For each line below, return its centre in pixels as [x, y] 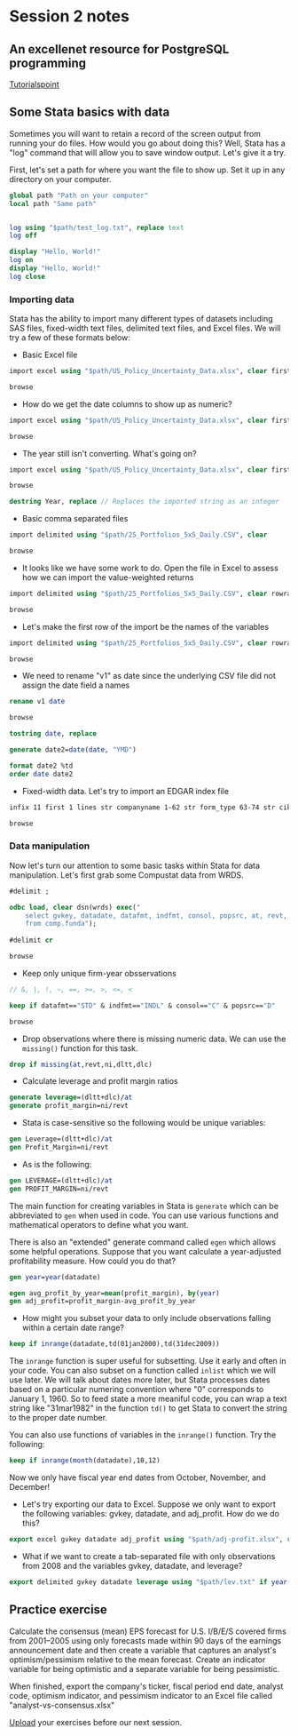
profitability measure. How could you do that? [92, 1261]
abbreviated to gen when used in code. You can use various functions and [144, 1215]
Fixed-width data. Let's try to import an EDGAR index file [125, 791]
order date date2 [41, 774]
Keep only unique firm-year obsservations [99, 973]
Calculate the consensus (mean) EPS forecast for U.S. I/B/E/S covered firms [148, 1631]
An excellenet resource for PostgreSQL [119, 49]
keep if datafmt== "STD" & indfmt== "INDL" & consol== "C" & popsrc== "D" [142, 1006]
